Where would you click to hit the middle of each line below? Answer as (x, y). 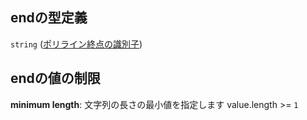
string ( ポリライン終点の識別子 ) (76, 44)
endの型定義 (49, 18)
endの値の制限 (55, 78)
